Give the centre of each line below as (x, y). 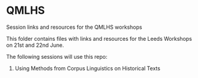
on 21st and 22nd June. (35, 45)
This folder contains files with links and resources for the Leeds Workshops (99, 38)
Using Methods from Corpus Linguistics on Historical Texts (87, 68)
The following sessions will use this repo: (57, 56)
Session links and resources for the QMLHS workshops (74, 27)
